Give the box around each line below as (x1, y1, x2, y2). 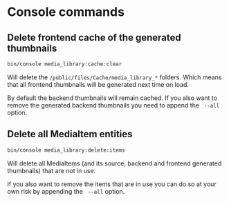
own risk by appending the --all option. (7, 187, 125, 195)
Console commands (7, 4, 125, 20)
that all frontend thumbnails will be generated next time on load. (7, 80, 189, 88)
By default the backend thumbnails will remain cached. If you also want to (7, 94, 218, 102)
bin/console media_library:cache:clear (7, 61, 122, 68)
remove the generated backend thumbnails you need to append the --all (7, 101, 220, 109)
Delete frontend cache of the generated (7, 32, 181, 43)
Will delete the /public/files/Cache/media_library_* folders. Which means (7, 73, 222, 81)
